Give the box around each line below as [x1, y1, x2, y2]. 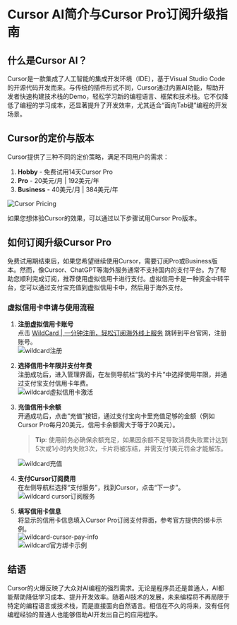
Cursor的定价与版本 [7, 132, 95, 145]
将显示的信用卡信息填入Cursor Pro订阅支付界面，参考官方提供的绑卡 [17, 516, 217, 524]
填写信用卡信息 [17, 506, 61, 516]
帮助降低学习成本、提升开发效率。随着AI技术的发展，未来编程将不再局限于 [13, 593, 230, 601]
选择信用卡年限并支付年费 [17, 361, 92, 369]
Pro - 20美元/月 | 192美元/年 [17, 176, 100, 184]
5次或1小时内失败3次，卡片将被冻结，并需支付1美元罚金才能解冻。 [35, 444, 227, 453]
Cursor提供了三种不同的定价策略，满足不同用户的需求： [7, 153, 169, 161]
